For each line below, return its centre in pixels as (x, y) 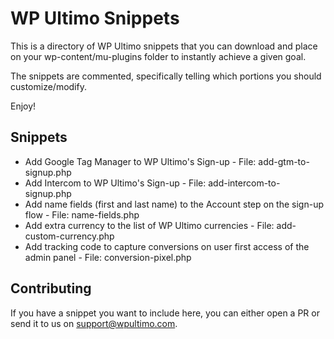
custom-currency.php (69, 236)
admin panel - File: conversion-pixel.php (108, 257)
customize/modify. (48, 86)
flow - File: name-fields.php (82, 214)
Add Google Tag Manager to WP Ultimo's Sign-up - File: (140, 161)
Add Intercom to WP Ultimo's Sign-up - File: (115, 183)
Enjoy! (23, 106)
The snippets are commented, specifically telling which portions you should (166, 76)
